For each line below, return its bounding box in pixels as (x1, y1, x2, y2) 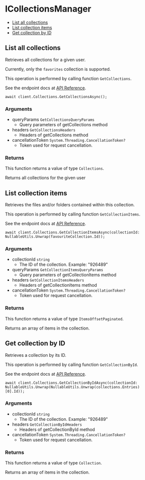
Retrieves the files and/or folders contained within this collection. (5, 202, 135, 208)
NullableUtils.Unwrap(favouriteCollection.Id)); (5, 234, 105, 239)
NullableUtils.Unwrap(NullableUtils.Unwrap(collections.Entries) (5, 384, 140, 389)
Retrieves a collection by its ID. (5, 352, 66, 358)
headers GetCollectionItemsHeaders (12, 277, 84, 283)
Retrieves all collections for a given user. (5, 57, 86, 63)
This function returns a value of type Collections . (5, 166, 104, 171)
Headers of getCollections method (19, 132, 89, 138)
